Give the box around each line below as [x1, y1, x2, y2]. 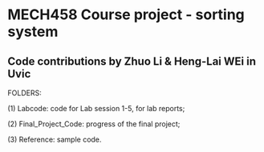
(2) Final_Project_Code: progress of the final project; [7, 119, 181, 129]
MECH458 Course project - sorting [7, 6, 246, 24]
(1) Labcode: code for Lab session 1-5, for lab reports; [7, 104, 185, 113]
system [7, 22, 59, 41]
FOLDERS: [7, 88, 42, 98]
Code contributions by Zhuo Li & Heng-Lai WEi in [7, 54, 256, 68]
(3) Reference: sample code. [7, 134, 102, 144]
